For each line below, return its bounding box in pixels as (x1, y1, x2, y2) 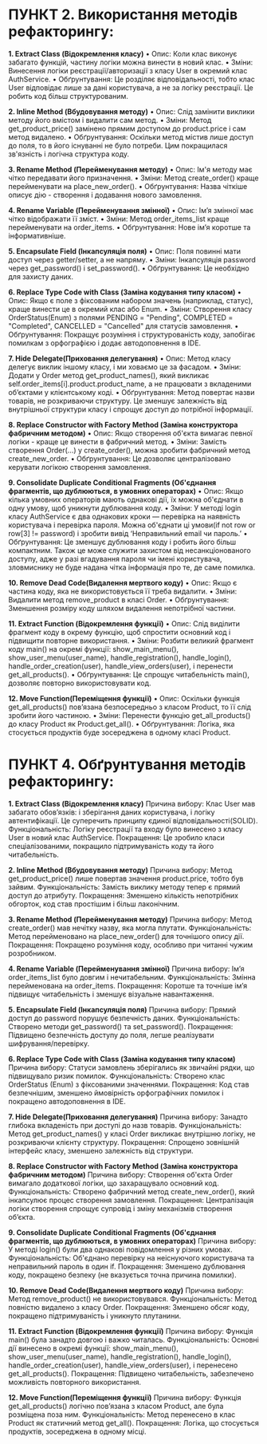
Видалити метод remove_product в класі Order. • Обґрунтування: (8, 594, 230, 604)
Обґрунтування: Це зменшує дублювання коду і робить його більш (8, 537, 237, 546)
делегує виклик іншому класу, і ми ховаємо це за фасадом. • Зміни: (8, 361, 241, 372)
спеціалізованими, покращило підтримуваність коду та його (8, 841, 214, 850)
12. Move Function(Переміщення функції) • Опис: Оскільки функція (8, 693, 241, 703)
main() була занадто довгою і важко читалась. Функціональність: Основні (8, 1335, 259, 1344)
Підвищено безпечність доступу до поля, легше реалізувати (8, 1030, 214, 1040)
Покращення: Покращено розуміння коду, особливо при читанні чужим (8, 940, 253, 949)
